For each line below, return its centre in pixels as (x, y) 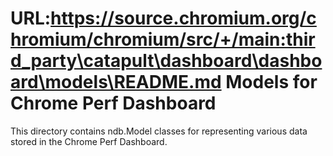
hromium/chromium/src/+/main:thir (163, 39)
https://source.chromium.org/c (183, 18)
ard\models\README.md (116, 82)
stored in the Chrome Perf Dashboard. (89, 141)
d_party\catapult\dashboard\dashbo (166, 61)
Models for (271, 82)
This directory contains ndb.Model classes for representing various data (159, 131)
